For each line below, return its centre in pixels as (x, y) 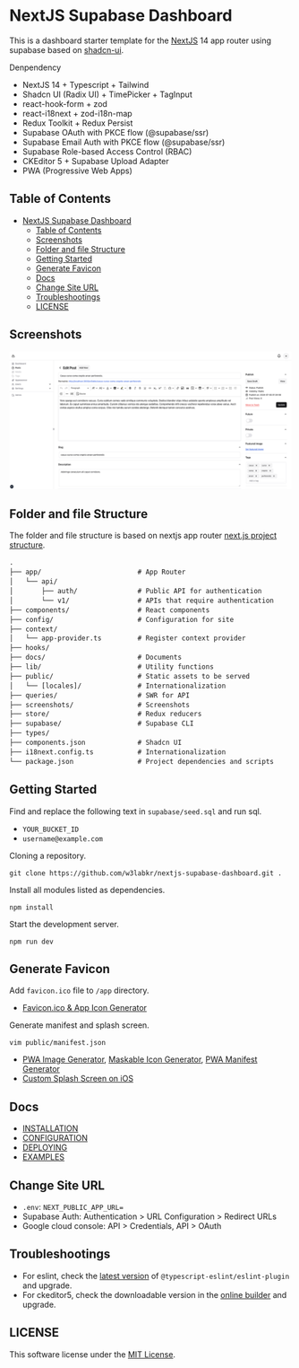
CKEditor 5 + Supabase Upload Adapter (96, 161)
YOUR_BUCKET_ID (51, 829)
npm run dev (31, 942)
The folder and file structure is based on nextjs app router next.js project (143, 536)
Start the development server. (64, 924)
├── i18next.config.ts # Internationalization (118, 752)
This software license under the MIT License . (93, 1354)
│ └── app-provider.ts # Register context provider (128, 638)
